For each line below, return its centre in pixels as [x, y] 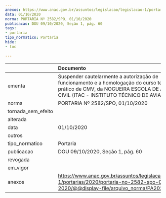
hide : [11, 42]
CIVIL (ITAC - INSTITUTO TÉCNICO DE [103, 95]
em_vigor [18, 168]
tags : [11, 28]
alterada [17, 119]
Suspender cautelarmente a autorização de [108, 76]
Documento [72, 68]
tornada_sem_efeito [30, 111]
